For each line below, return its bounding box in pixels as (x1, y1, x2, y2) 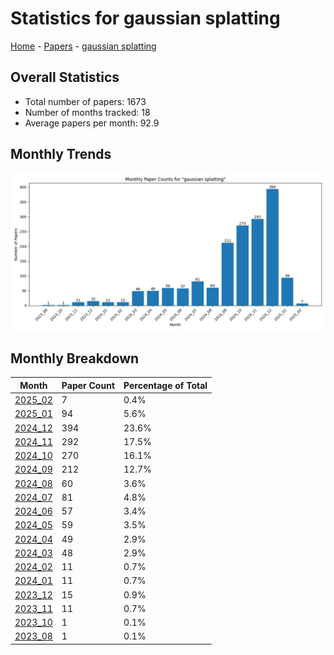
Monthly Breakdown (10, 350, 140, 367)
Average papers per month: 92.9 (24, 117, 160, 129)
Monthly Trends (10, 146, 112, 163)
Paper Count (61, 379, 116, 391)
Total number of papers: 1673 (24, 95, 147, 107)
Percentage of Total (123, 379, 208, 391)
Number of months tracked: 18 (24, 106, 151, 118)
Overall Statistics (10, 69, 120, 86)
